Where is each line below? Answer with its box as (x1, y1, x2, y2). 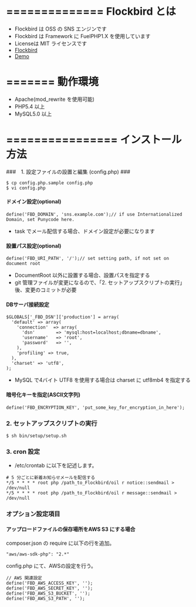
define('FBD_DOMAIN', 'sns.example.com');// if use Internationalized (6, 212, 183, 218)
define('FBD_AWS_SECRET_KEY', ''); (6, 585, 93, 592)
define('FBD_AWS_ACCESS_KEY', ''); (6, 581, 93, 586)
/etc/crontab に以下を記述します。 (14, 462, 97, 469)
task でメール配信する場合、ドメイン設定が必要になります (14, 228, 156, 235)
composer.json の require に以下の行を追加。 (6, 540, 115, 547)
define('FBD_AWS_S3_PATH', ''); (6, 596, 85, 602)
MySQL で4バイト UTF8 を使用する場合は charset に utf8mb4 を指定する (14, 377, 191, 384)
